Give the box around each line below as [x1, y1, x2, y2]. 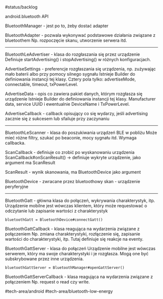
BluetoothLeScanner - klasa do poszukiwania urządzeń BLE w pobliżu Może [5, 130, 157, 135]
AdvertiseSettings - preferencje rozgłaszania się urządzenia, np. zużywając [5, 66, 156, 72]
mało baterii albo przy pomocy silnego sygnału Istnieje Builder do [5, 71, 135, 77]
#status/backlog [5, 4, 38, 10]
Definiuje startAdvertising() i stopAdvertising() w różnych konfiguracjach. [5, 57, 151, 62]
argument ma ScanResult [5, 160, 56, 166]
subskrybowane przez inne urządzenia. [5, 256, 84, 262]
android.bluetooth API [5, 14, 49, 19]
